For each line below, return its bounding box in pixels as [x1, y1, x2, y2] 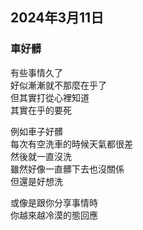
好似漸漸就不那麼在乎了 [10, 79, 107, 91]
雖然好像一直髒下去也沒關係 [10, 163, 125, 175]
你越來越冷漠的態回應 [10, 209, 98, 221]
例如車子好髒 [10, 125, 63, 137]
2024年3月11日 [10, 9, 105, 27]
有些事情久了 [10, 66, 63, 78]
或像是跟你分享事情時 [10, 196, 98, 208]
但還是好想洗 [10, 175, 63, 187]
